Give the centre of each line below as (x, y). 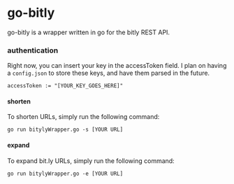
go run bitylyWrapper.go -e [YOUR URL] (65, 174)
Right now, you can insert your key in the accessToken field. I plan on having (117, 66)
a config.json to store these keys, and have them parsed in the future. (109, 73)
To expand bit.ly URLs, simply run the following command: (91, 161)
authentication (33, 50)
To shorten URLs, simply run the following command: (83, 117)
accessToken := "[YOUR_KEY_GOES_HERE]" (65, 86)
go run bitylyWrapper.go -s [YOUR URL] (65, 130)
